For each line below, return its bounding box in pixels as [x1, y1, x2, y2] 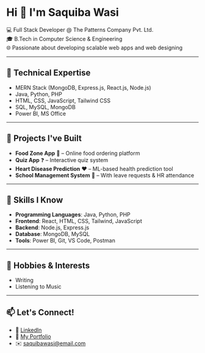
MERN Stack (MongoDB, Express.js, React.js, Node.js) [15, 84, 151, 91]
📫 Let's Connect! [6, 307, 74, 318]
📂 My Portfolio [15, 333, 51, 340]
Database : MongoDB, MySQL [15, 230, 90, 238]
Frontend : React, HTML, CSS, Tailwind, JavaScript [15, 218, 142, 225]
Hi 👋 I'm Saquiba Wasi [6, 5, 119, 20]
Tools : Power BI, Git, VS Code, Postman [15, 237, 116, 244]
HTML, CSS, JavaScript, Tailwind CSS [15, 97, 111, 104]
